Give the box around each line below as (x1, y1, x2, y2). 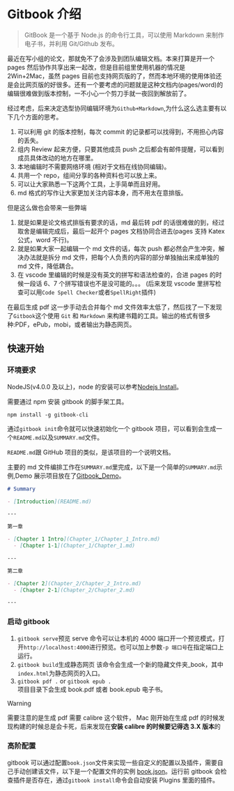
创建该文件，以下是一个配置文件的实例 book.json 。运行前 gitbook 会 (25, 767, 221, 775)
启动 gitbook (7, 617, 50, 626)
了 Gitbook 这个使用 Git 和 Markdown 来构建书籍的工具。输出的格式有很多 (7, 311, 211, 319)
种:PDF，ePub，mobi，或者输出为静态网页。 (7, 320, 136, 329)
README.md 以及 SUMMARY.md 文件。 (13, 433, 104, 442)
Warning (7, 699, 31, 707)
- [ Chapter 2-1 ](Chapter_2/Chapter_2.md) (13, 587, 136, 594)
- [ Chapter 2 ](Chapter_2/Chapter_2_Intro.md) (7, 580, 141, 587)
